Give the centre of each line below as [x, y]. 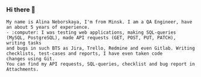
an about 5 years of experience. [48, 27]
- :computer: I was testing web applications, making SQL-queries [91, 32]
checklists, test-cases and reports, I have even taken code [85, 54]
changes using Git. [31, 59]
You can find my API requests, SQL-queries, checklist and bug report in [101, 64]
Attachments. [23, 69]
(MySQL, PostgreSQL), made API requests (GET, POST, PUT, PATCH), [91, 38]
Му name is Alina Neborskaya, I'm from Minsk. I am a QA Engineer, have [99, 22]
